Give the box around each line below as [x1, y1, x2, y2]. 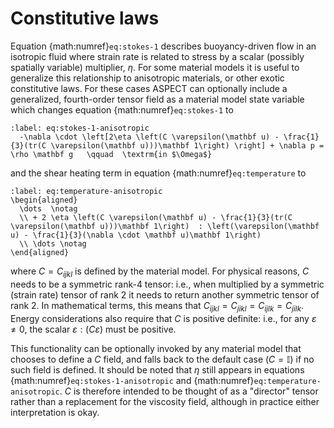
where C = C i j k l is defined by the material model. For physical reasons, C [10, 265, 310, 279]
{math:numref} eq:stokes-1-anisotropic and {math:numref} [10, 374, 255, 386]
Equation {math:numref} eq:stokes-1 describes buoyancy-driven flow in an [10, 40, 317, 52]
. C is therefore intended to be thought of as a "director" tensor [59, 385, 319, 397]
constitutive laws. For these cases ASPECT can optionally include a [10, 82, 288, 94]
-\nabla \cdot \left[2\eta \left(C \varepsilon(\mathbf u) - [19, 132, 280, 142]
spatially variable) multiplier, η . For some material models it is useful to [10, 61, 300, 73]
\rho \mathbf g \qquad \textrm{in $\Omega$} [10, 149, 213, 159]
